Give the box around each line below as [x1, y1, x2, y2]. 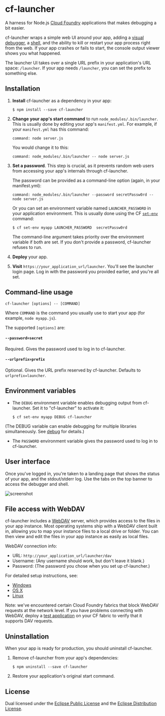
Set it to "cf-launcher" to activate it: [32, 405, 104, 411]
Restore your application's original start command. [12, 673, 115, 679]
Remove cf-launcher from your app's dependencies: [12, 655, 119, 661]
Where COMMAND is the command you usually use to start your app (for [5, 309, 145, 316]
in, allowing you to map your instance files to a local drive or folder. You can [5, 528, 159, 534]
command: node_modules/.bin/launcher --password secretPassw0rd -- [12, 192, 154, 197]
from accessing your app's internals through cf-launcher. [12, 168, 129, 173]
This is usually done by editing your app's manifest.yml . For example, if [12, 121, 157, 127]
